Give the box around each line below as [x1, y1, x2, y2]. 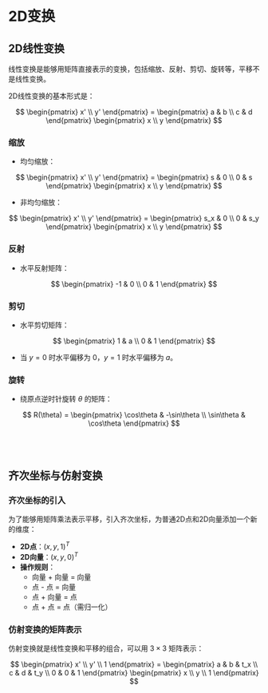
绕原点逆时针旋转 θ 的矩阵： [19, 394, 113, 404]
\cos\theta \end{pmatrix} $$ [87, 418, 181, 428]
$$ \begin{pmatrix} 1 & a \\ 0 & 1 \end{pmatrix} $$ [52, 336, 216, 346]
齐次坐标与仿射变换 [8, 469, 103, 483]
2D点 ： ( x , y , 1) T [19, 541, 70, 552]
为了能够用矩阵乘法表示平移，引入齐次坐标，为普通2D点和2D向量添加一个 [8, 514, 251, 524]
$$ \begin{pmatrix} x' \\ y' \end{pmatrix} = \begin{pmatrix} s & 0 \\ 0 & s [15, 172, 253, 182]
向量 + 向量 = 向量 [31, 572, 92, 581]
